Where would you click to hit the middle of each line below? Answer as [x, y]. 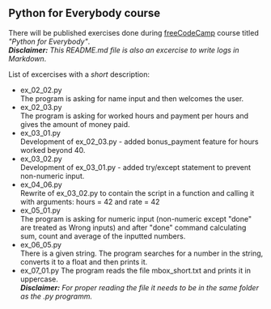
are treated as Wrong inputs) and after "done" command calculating [133, 227]
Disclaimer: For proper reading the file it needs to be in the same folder [139, 287]
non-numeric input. [52, 176]
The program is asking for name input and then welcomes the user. [132, 98]
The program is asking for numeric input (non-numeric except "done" [136, 218]
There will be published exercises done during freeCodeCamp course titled [133, 32]
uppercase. [39, 279]
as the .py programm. [56, 296]
